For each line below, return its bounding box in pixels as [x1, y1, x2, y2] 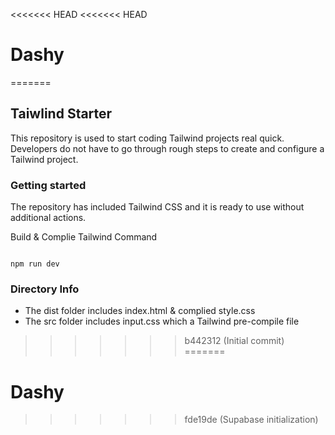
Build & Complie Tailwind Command [10, 231, 158, 243]
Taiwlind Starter [10, 105, 113, 123]
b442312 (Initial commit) [184, 335, 285, 347]
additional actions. [10, 212, 87, 224]
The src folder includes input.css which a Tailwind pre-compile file [24, 315, 300, 328]
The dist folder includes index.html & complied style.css [24, 305, 256, 317]
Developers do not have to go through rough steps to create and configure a [10, 142, 325, 154]
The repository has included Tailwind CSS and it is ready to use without [10, 201, 305, 213]
